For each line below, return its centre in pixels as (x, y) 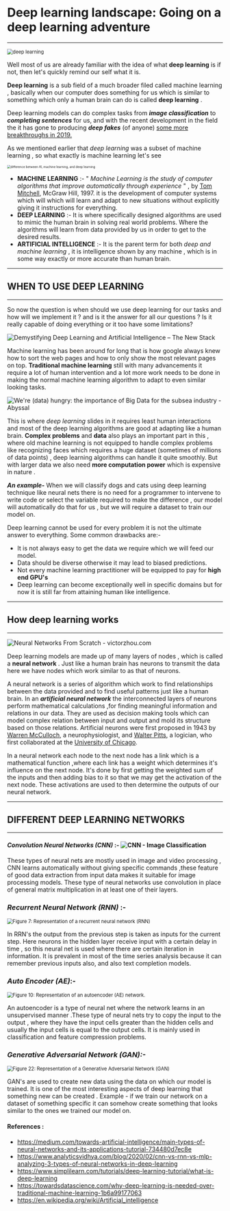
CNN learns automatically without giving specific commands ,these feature (113, 868)
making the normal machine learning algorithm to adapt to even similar (107, 380)
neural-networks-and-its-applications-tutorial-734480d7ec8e (104, 1149)
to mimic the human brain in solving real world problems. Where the (113, 222)
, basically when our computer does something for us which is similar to (108, 92)
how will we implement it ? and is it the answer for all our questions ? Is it (110, 317)
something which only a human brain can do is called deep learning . (105, 99)
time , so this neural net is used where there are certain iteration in (101, 949)
